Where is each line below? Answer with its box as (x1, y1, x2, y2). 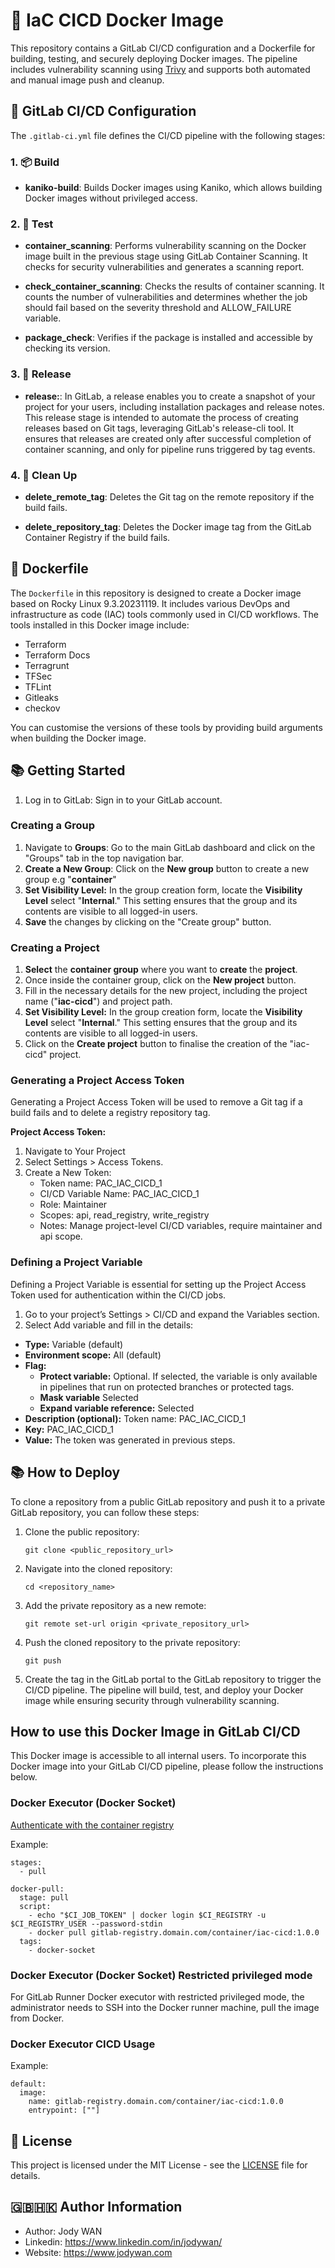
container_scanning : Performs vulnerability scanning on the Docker (24, 240, 307, 252)
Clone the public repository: (24, 1525, 140, 1538)
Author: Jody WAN (24, 2225, 103, 2237)
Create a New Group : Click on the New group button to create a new (24, 862, 310, 874)
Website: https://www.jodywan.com (24, 2246, 173, 2258)
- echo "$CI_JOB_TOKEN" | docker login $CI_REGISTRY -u (28, 1910, 267, 1920)
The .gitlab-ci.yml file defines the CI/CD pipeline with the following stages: (10, 129, 326, 141)
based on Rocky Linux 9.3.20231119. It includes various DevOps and (10, 597, 291, 609)
